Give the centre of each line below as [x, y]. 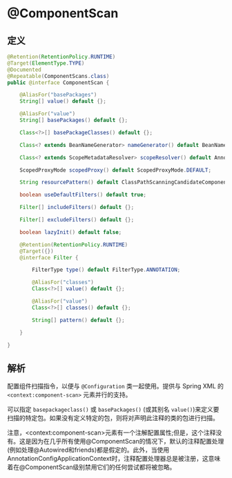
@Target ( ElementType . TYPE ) [46, 63]
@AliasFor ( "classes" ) [63, 282]
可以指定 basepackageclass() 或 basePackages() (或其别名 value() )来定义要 [113, 410]
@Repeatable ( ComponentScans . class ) [58, 76]
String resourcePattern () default [69, 182]
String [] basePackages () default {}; [74, 120]
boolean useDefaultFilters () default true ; [83, 195]
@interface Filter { [49, 257]
